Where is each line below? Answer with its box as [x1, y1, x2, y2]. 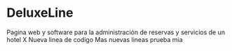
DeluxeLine [6, 5, 74, 21]
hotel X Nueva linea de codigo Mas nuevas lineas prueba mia [6, 35, 183, 43]
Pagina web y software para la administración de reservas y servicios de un [6, 28, 226, 36]
